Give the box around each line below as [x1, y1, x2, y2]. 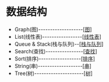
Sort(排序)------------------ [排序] [14, 55, 95, 62]
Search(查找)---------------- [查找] [14, 47, 97, 54]
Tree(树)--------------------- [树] [14, 70, 93, 77]
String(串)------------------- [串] [14, 62, 92, 69]
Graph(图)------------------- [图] [14, 26, 92, 33]
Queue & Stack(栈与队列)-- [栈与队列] [14, 40, 104, 47]
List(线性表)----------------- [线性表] [14, 33, 101, 40]
